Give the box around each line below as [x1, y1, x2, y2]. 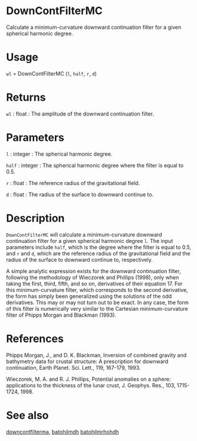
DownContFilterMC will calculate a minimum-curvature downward [6, 231, 162, 238]
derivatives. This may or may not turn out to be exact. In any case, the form [6, 299, 189, 306]
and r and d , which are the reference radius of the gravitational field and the [6, 249, 191, 257]
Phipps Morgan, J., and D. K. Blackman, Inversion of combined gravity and [6, 351, 187, 358]
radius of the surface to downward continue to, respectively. [6, 256, 153, 263]
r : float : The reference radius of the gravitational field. [6, 179, 140, 186]
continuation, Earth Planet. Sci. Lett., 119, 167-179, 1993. [6, 364, 141, 371]
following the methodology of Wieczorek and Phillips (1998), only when [6, 274, 179, 281]
